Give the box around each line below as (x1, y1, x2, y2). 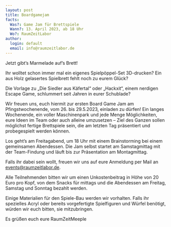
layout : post (5, 7, 33, 13)
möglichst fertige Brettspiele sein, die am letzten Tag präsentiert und (5, 122, 150, 128)
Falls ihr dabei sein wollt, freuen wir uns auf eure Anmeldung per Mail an (5, 159, 159, 165)
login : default (10, 41, 43, 46)
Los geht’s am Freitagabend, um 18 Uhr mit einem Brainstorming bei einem (5, 138, 163, 144)
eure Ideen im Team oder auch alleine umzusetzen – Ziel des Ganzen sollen (5, 117, 165, 123)
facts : (5, 17, 20, 22)
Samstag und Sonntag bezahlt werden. (5, 185, 88, 191)
